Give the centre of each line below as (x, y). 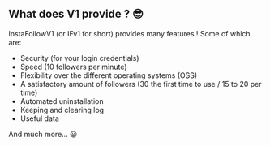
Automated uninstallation (62, 101)
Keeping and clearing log (62, 109)
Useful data (39, 118)
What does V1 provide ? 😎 (76, 14)
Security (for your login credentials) (79, 58)
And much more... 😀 (43, 134)
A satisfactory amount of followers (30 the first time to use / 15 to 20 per (141, 84)
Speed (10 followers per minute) (73, 67)
